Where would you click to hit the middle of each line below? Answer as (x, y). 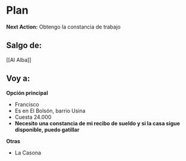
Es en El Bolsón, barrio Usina (50, 111)
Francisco (27, 104)
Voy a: (18, 79)
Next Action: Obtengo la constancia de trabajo (63, 27)
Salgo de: (24, 45)
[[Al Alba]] (19, 59)
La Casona (28, 153)
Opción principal (27, 93)
